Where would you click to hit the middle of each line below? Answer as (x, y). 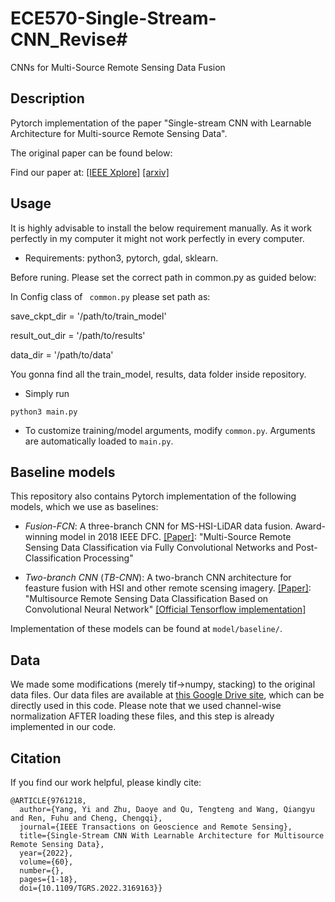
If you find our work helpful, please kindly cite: (106, 782)
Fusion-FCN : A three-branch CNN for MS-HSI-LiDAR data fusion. (158, 526)
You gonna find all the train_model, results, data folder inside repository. (158, 374)
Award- (310, 526)
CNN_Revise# (69, 39)
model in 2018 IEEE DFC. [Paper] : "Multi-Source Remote (175, 537)
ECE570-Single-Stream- (113, 18)
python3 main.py (44, 412)
